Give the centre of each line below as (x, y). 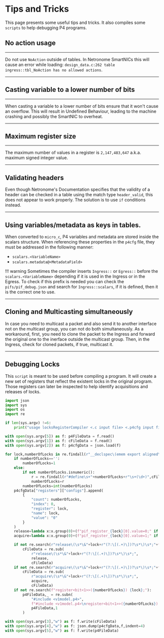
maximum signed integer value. (37, 158)
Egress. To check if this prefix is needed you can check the (65, 281)
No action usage (31, 43)
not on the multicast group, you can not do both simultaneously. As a (74, 329)
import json (17, 401)
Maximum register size (41, 136)
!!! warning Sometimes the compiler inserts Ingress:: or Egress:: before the (82, 271)
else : (20, 468)
